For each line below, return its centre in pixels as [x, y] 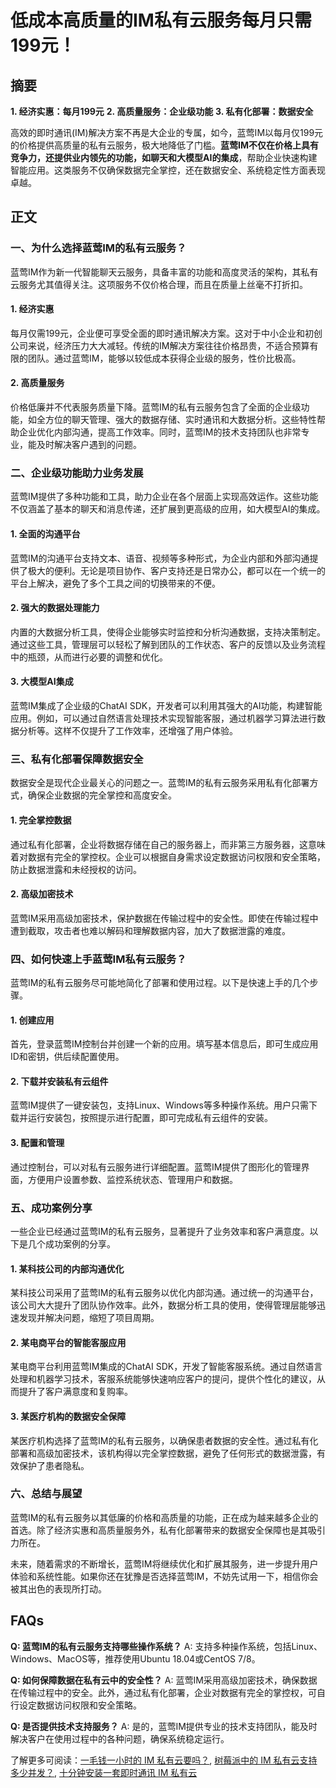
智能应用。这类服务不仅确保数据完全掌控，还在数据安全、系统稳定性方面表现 [168, 170]
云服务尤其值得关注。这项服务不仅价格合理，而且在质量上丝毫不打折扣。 [159, 284]
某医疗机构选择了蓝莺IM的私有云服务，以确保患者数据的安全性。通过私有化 [164, 1440]
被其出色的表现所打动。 [58, 1588]
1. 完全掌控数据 [41, 820]
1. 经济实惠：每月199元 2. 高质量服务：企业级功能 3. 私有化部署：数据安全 [162, 111]
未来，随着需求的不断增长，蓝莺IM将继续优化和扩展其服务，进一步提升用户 [164, 1563]
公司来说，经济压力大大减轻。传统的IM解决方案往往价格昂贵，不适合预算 [160, 345]
